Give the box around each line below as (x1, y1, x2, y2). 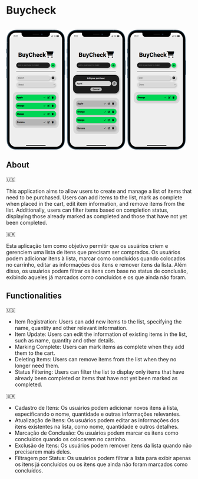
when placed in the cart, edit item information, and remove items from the (6, 200, 185, 207)
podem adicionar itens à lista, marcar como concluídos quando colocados (6, 255, 186, 262)
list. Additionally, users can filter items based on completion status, (6, 206, 169, 213)
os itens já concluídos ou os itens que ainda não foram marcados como (14, 461, 188, 468)
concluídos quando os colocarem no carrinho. (14, 436, 127, 443)
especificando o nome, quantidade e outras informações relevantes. (14, 410, 181, 417)
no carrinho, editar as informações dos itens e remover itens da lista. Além (6, 261, 187, 268)
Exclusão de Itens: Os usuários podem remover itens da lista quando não (14, 442, 192, 449)
